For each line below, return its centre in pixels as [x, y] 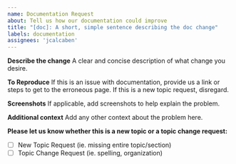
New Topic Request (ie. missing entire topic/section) [94, 145]
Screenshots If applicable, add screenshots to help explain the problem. [114, 103]
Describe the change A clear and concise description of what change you [117, 61]
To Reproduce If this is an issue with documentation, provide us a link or [114, 82]
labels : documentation [41, 34]
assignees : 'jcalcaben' [43, 41]
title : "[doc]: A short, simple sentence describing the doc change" [113, 27]
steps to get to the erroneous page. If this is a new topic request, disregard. [118, 90]
